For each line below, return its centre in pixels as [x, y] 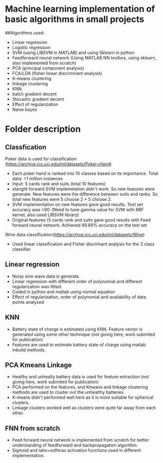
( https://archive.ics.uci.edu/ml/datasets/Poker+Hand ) [58, 164]
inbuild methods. [29, 350]
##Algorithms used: [25, 33]
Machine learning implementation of [80, 9]
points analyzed [28, 302]
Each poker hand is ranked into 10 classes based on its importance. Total [85, 173]
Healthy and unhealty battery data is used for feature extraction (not [81, 377]
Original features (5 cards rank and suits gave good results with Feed [81, 220]
